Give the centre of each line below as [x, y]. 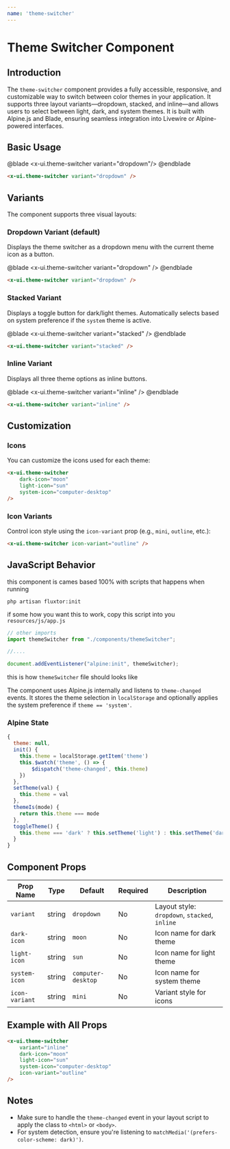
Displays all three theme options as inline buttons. [77, 378]
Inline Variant [30, 363]
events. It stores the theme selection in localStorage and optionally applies [113, 698]
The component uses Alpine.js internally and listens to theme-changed [104, 690]
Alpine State [28, 723]
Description [187, 891]
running [18, 589]
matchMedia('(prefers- [185, 1133]
